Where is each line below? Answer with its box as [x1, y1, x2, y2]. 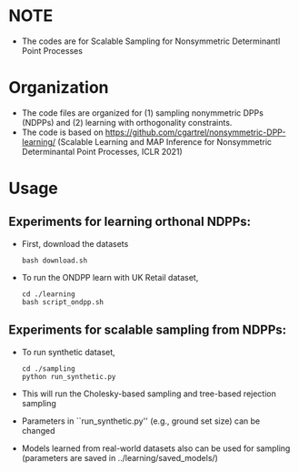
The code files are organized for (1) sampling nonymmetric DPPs [21, 107, 264, 118]
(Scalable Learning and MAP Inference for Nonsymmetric [57, 136, 273, 147]
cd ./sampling [21, 364, 75, 374]
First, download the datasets [21, 238, 129, 249]
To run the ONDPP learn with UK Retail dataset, [21, 272, 199, 282]
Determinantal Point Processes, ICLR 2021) [21, 146, 183, 157]
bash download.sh [21, 256, 88, 265]
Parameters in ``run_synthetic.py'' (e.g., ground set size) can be [21, 416, 261, 426]
